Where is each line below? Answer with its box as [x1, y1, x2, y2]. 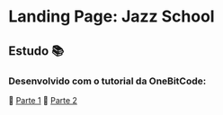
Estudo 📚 [8, 43, 65, 58]
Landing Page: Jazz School [8, 6, 215, 27]
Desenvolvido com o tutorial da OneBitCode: [8, 75, 207, 87]
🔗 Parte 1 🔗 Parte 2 [8, 94, 78, 105]
